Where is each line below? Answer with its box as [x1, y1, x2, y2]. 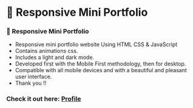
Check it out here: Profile [6, 95, 81, 103]
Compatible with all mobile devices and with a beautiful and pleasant [15, 67, 187, 74]
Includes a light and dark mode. [15, 54, 95, 61]
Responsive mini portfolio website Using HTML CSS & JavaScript [15, 41, 178, 48]
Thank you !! [15, 79, 47, 87]
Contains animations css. [15, 47, 78, 55]
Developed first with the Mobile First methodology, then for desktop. [15, 60, 186, 67]
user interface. [15, 73, 52, 81]
